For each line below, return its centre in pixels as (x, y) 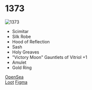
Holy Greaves (26, 52)
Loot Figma (16, 82)
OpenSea (14, 77)
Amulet (19, 62)
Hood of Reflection (31, 41)
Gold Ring (22, 67)
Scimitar (20, 31)
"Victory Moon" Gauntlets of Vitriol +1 (50, 57)
